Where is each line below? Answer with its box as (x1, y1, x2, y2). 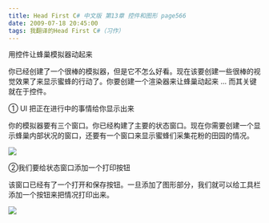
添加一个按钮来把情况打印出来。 (8, 190, 114, 200)
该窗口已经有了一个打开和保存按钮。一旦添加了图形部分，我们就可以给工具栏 (8, 180, 261, 189)
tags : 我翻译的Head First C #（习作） (8, 26, 125, 34)
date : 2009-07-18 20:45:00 (8, 19, 98, 27)
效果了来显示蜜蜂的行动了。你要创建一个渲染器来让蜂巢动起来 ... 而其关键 (14, 77, 257, 87)
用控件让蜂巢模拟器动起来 (8, 50, 93, 59)
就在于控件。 (8, 87, 50, 96)
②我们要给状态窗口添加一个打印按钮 (8, 163, 130, 172)
